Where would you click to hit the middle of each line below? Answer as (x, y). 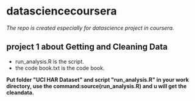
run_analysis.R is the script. (49, 61)
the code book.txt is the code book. (60, 68)
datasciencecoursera (62, 11)
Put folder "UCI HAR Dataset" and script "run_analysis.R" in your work (97, 79)
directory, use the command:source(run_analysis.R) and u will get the (97, 86)
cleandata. (20, 93)
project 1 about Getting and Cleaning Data (87, 47)
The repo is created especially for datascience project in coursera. (90, 28)
